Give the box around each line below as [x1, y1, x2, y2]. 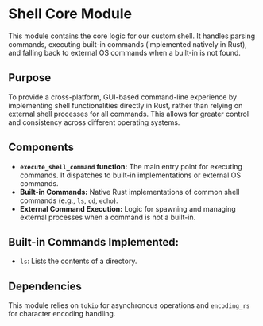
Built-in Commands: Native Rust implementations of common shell [19, 187, 240, 196]
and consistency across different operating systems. [8, 117, 180, 127]
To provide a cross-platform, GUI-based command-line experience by [8, 92, 237, 102]
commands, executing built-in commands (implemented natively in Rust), [8, 39, 248, 49]
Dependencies [8, 279, 82, 293]
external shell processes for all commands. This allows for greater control [8, 109, 249, 118]
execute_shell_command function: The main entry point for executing [19, 161, 242, 171]
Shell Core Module [8, 5, 133, 23]
